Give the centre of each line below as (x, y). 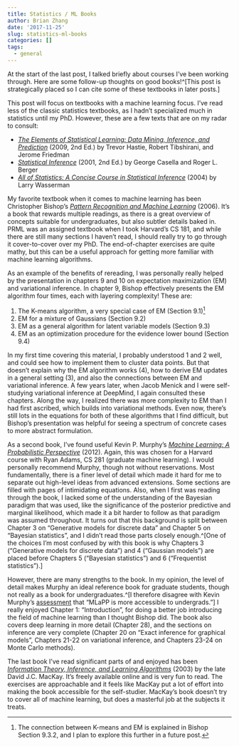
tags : (15, 47)
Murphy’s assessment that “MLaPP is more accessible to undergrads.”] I (113, 602)
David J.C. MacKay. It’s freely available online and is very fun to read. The (115, 676)
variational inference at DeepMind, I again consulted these (120, 393)
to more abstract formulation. (50, 430)
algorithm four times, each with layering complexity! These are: (100, 296)
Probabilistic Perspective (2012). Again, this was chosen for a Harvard (110, 452)
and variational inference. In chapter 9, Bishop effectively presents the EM (116, 288)
